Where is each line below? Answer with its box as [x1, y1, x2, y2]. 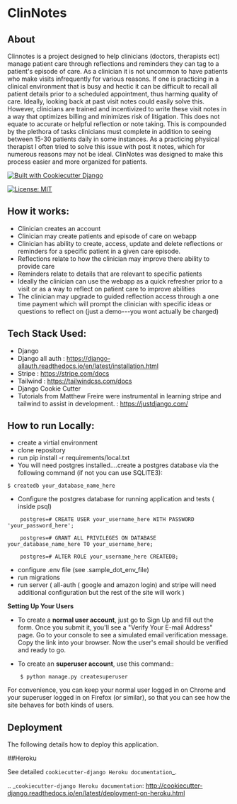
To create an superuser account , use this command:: [17, 659, 174, 668]
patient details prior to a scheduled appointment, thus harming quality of [7, 90, 219, 98]
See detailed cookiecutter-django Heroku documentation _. [7, 768, 177, 776]
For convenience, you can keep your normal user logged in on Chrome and [7, 686, 226, 694]
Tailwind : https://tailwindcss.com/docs [17, 376, 132, 385]
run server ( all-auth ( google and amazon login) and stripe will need [17, 581, 216, 589]
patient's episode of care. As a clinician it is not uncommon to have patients [7, 67, 229, 75]
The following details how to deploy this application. [7, 740, 159, 749]
